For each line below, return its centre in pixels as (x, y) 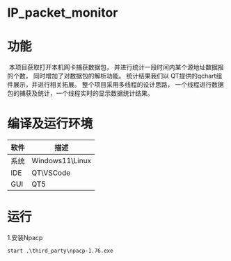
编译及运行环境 (50, 124)
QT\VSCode (51, 173)
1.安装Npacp (25, 238)
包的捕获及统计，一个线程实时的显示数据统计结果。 (80, 93)
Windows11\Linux (62, 161)
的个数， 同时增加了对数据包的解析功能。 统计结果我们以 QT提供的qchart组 (115, 76)
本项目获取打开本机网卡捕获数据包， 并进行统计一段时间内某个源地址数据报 (116, 67)
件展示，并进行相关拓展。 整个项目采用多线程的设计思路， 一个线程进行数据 (115, 85)
